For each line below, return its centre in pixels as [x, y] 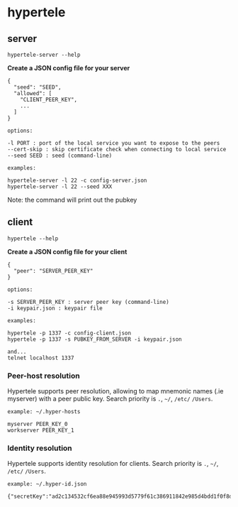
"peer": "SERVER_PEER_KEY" [53, 271]
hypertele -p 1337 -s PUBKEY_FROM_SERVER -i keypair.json [95, 339]
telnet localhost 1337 [41, 358]
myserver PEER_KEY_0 [38, 424]
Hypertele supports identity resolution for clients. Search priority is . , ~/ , [113, 464]
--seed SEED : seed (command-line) [60, 156]
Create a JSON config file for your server [69, 68]
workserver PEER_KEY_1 [41, 430]
